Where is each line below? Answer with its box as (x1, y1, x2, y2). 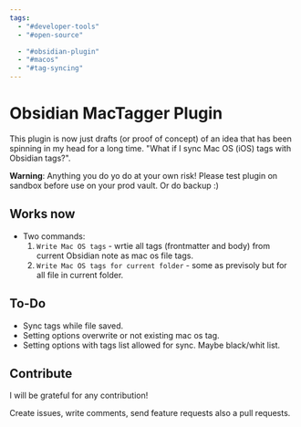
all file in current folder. (36, 269, 124, 280)
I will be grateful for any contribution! (9, 390, 149, 401)
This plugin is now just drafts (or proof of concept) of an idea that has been (9, 133, 292, 144)
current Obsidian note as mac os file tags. (36, 250, 194, 261)
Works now (9, 206, 76, 222)
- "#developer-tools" (17, 22, 100, 31)
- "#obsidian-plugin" (17, 47, 100, 56)
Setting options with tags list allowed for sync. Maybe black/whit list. (22, 339, 281, 350)
